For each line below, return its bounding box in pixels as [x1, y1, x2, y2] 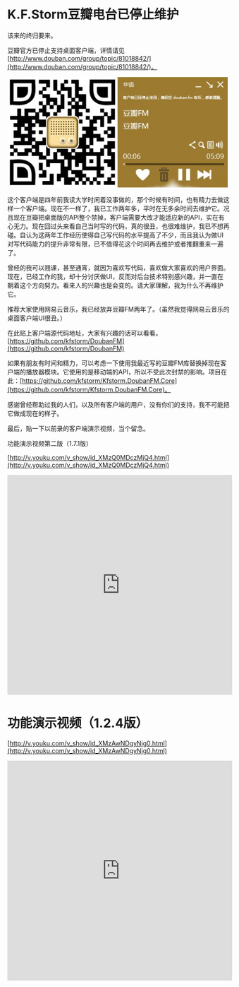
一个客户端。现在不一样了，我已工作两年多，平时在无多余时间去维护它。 [13, 204, 223, 213]
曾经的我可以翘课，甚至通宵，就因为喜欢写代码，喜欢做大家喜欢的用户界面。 [7, 263, 230, 272]
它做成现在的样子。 [7, 409, 63, 418]
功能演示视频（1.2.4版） [7, 715, 149, 731]
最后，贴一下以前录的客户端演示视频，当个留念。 [7, 424, 149, 432]
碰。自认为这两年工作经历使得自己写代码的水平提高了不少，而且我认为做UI [7, 230, 224, 239]
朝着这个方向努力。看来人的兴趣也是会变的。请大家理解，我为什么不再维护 [7, 280, 223, 290]
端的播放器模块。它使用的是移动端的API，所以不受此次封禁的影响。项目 [13, 367, 221, 376]
